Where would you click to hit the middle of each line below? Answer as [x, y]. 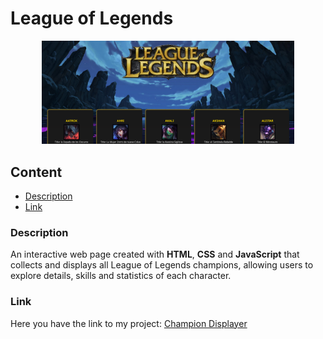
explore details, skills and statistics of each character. [121, 276]
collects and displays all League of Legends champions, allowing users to [162, 265]
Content [36, 172]
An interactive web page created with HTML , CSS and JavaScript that [155, 254]
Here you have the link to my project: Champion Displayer [129, 323]
